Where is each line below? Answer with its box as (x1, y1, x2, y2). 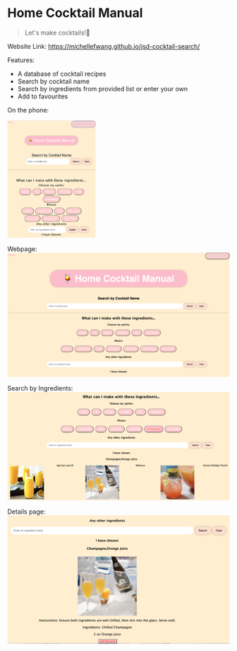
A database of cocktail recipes (17, 69, 107, 78)
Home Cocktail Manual (7, 5, 143, 21)
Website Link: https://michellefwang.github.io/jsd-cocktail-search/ (7, 42, 200, 50)
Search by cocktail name (17, 76, 90, 86)
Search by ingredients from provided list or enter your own (17, 84, 188, 93)
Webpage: (7, 244, 37, 253)
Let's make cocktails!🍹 (24, 28, 90, 37)
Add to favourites (17, 92, 68, 100)
